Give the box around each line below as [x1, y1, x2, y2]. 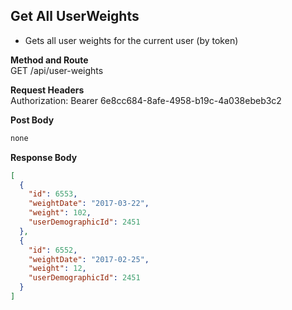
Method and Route [10, 54, 89, 66]
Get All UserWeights [10, 8, 140, 25]
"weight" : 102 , [28, 208, 92, 218]
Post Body [10, 114, 55, 126]
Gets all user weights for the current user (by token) [24, 34, 239, 46]
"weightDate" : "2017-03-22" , [28, 199, 150, 209]
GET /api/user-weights [10, 64, 104, 76]
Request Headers [10, 84, 85, 96]
